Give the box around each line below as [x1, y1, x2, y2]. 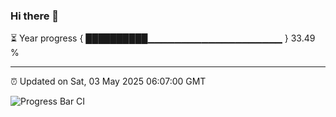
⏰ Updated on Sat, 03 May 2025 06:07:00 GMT [10, 75, 207, 88]
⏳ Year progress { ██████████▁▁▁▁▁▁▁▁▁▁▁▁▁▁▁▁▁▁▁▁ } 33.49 [10, 32, 316, 44]
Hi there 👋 [10, 9, 60, 23]
